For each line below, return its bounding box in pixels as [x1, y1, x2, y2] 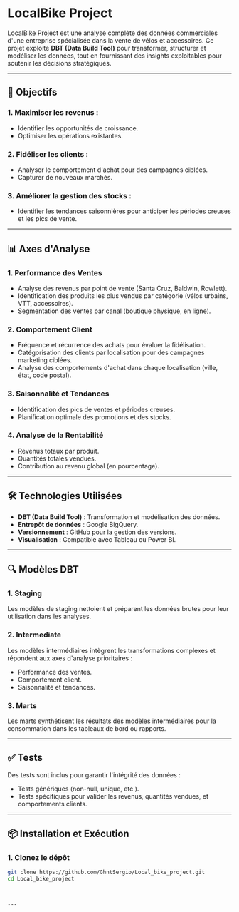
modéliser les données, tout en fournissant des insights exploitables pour [7, 51, 222, 60]
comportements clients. [17, 799, 87, 808]
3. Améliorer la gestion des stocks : [7, 190, 132, 200]
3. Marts [7, 700, 37, 710]
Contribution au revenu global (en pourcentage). [17, 461, 160, 470]
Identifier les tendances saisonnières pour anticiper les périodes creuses [17, 207, 231, 215]
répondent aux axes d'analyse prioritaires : [7, 654, 133, 662]
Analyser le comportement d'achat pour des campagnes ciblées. [17, 165, 208, 174]
